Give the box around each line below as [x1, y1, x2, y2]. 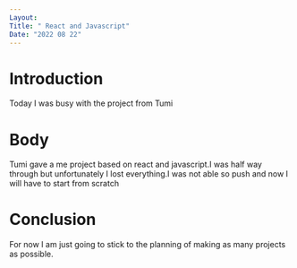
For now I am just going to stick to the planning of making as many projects [9, 239, 286, 250]
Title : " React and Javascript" [9, 22, 130, 30]
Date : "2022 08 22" [9, 30, 82, 39]
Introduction [9, 68, 104, 89]
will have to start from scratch [9, 178, 119, 189]
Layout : [9, 13, 38, 22]
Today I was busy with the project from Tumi [9, 98, 174, 108]
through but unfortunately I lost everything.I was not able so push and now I [9, 169, 289, 179]
